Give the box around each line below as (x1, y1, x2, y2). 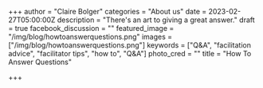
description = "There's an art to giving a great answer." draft (57, 15, 255, 25)
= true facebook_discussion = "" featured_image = (8, 24, 175, 33)
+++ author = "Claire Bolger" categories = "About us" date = (8, 7, 207, 16)
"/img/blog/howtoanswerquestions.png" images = (8, 32, 173, 41)
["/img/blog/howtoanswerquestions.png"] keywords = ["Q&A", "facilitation (8, 40, 251, 50)
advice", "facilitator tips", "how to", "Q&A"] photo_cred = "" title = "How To (8, 49, 252, 58)
